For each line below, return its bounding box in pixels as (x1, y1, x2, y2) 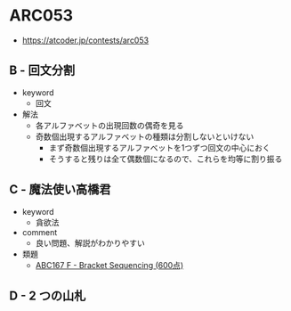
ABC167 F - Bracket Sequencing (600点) (35, 259, 184, 270)
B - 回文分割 (9, 63, 76, 78)
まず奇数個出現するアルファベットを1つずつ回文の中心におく (48, 142, 271, 152)
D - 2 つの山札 (9, 288, 86, 303)
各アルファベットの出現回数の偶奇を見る (35, 119, 184, 130)
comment (21, 226, 58, 237)
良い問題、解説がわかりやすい (35, 237, 145, 248)
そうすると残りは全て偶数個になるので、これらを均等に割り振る (48, 153, 283, 164)
